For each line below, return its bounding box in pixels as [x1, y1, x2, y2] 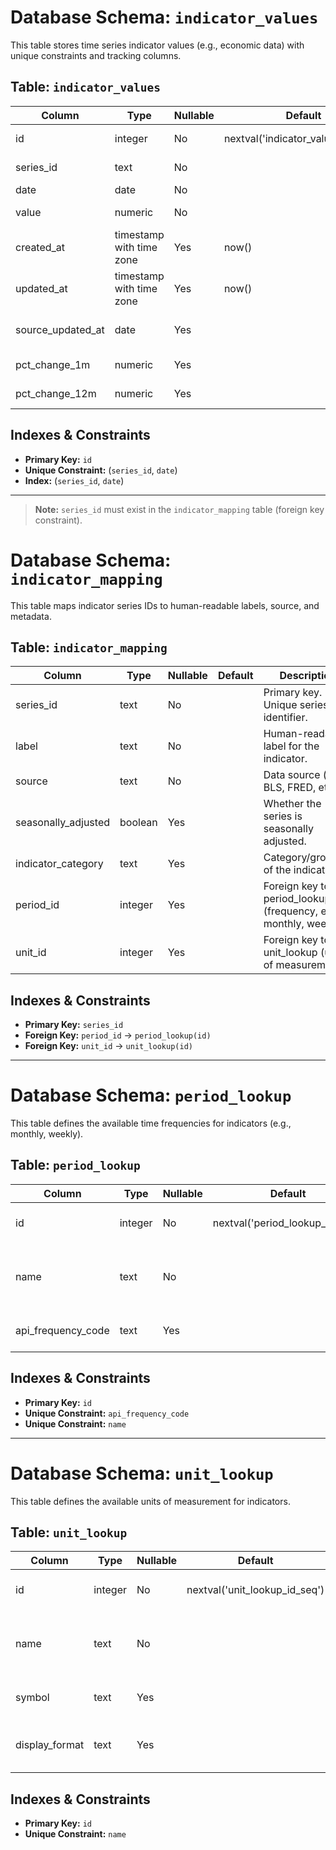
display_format [15, 1738, 85, 1752]
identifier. [263, 711, 308, 725]
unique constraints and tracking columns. [10, 49, 182, 61]
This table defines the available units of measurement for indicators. [10, 1495, 291, 1507]
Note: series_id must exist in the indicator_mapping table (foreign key [34, 503, 325, 515]
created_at [15, 240, 66, 254]
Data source [263, 768, 321, 782]
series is [263, 809, 303, 823]
